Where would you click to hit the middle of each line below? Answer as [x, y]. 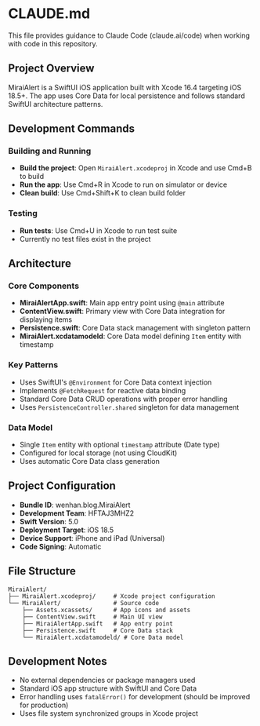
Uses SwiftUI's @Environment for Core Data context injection [116, 382]
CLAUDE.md [49, 14]
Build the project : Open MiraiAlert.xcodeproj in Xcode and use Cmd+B [135, 168]
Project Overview [51, 69]
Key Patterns [33, 365]
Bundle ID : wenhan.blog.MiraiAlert [75, 505]
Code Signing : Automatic [60, 546]
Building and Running [50, 151]
